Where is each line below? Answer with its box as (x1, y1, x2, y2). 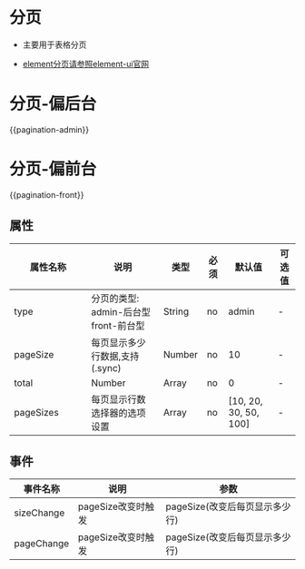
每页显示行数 (91, 393, 147, 406)
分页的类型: (91, 291, 140, 304)
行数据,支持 (91, 349, 140, 362)
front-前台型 (91, 319, 145, 331)
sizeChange (14, 506, 65, 519)
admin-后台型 (91, 305, 152, 318)
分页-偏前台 (9, 159, 97, 180)
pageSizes (14, 406, 59, 418)
